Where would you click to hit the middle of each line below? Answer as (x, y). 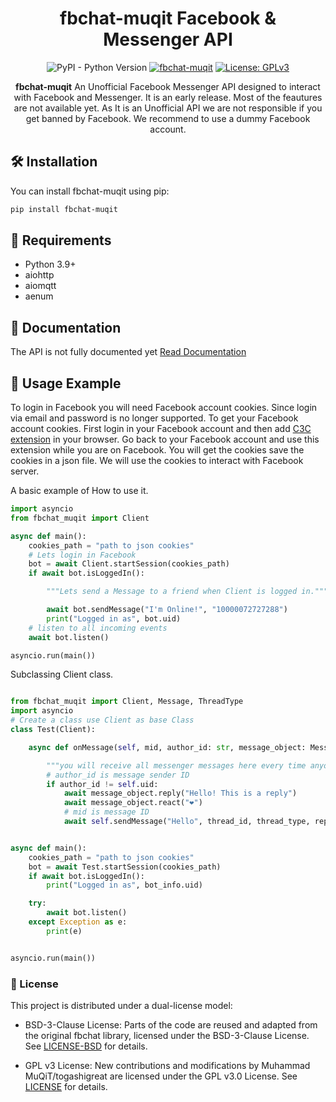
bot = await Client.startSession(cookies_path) (129, 564)
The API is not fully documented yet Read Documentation (128, 352)
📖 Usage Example (66, 383)
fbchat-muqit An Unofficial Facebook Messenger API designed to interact (168, 86)
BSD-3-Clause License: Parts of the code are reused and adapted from (171, 1024)
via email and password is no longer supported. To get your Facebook (154, 418)
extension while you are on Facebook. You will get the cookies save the (157, 450)
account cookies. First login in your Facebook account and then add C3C (161, 429)
